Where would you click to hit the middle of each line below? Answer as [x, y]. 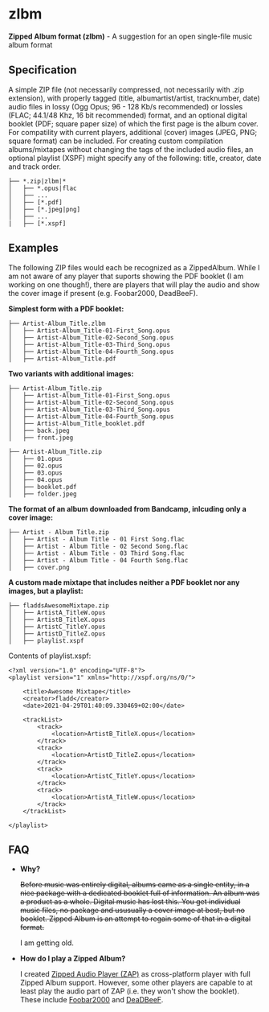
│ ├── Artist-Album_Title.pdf [62, 359]
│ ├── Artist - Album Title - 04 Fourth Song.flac [98, 560]
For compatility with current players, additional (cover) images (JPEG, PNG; [133, 132]
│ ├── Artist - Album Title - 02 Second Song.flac [98, 546]
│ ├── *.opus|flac [43, 188]
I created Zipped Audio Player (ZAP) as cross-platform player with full [135, 974]
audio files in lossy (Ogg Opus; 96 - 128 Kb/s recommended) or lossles [126, 106]
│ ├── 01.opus [35, 459]
